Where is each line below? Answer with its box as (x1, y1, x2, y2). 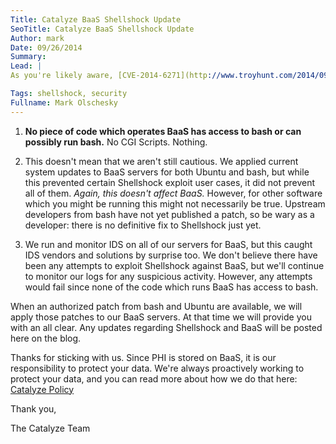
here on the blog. (10, 332, 82, 344)
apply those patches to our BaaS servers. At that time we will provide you (10, 311, 312, 323)
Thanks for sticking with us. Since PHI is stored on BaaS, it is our (10, 351, 277, 363)
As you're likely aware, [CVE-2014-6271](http (10, 71, 208, 81)
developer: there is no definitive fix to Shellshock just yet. (24, 219, 262, 231)
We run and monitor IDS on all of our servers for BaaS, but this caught (24, 238, 313, 250)
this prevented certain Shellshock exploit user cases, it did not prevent (24, 176, 316, 188)
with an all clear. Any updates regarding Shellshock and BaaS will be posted (10, 321, 323, 333)
